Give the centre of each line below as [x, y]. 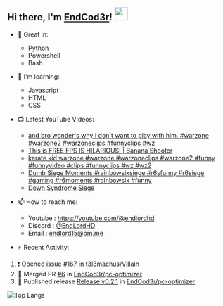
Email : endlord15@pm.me [66, 233]
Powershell [44, 55]
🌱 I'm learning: [38, 76]
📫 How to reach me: [47, 202]
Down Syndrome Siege [61, 188]
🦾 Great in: [33, 34]
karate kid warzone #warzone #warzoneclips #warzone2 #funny [122, 158]
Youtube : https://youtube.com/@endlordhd [91, 218]
